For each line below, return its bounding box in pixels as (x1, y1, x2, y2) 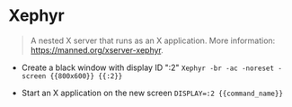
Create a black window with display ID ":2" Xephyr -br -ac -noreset (21, 62, 275, 73)
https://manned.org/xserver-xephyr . (30, 44, 164, 55)
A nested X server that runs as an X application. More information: (30, 35, 276, 46)
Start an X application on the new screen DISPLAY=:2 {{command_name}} (21, 87, 284, 98)
